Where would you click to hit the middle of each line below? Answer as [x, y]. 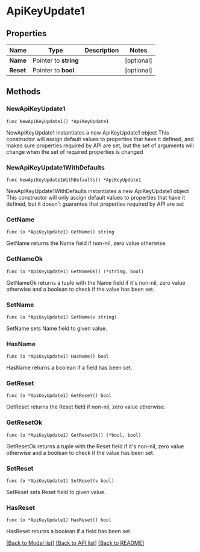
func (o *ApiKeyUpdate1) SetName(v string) [62, 317]
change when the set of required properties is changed [75, 151]
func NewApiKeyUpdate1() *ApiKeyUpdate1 [58, 121]
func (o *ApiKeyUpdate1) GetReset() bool [59, 396]
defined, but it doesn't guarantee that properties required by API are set [95, 204]
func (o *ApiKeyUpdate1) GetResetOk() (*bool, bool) [74, 435]
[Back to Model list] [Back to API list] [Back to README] [75, 543]
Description [102, 50]
